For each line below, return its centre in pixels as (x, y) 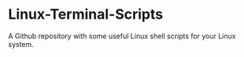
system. (21, 44)
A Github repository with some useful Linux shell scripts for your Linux (122, 36)
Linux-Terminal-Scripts (86, 14)
